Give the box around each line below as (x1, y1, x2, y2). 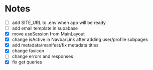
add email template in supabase (12, 25, 78, 31)
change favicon (12, 48, 45, 54)
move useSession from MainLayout (12, 31, 85, 37)
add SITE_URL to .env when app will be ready (12, 19, 106, 25)
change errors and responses (12, 53, 73, 59)
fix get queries (12, 59, 42, 65)
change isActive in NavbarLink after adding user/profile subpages (12, 36, 148, 42)
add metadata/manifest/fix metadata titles (12, 42, 99, 48)
